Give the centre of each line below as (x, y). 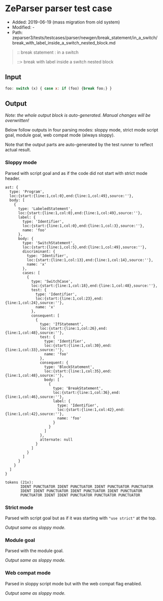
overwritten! (17, 121)
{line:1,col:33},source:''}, (35, 350)
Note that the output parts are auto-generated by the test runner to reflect (79, 145)
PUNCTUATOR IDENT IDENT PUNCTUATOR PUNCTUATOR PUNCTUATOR (80, 495)
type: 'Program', (27, 192)
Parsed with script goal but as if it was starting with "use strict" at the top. (81, 518)
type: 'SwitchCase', (52, 281)
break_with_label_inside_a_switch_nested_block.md (64, 43)
